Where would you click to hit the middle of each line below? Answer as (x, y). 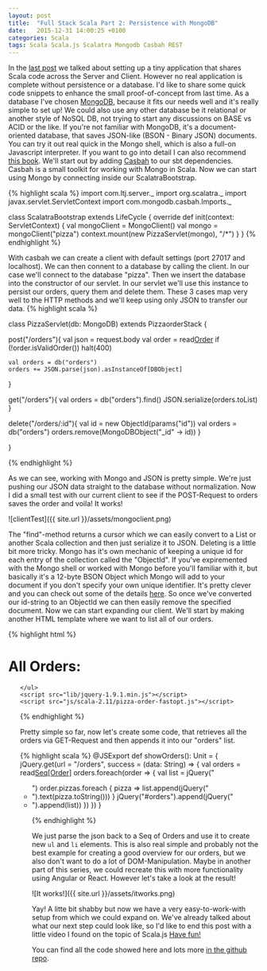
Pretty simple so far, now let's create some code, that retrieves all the (133, 732)
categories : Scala (39, 38)
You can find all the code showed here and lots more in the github (139, 950)
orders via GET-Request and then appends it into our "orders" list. (128, 740)
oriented (22, 135)
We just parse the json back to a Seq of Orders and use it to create (141, 836)
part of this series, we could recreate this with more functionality (137, 870)
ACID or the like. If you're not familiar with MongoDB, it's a (103, 127)
